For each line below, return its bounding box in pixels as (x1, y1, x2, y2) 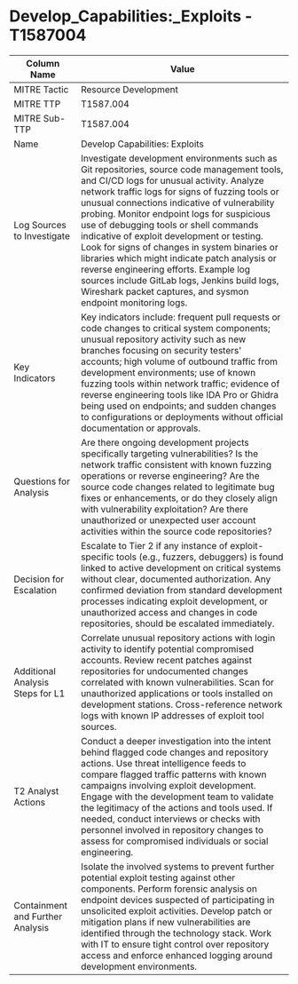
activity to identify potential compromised (81, 642, 255, 655)
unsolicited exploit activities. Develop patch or (81, 904, 272, 917)
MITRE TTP (13, 98, 61, 110)
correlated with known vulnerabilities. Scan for (81, 676, 275, 688)
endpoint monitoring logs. (81, 296, 188, 308)
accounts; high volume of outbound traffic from (81, 355, 278, 368)
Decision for (13, 573, 65, 585)
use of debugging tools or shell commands (81, 218, 259, 231)
